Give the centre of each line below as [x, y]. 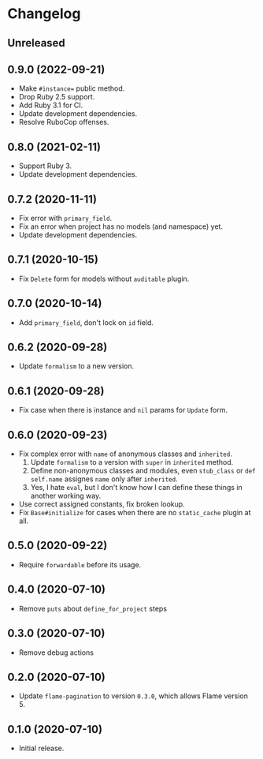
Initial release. [41, 748]
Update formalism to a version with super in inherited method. [132, 462]
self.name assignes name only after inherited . [104, 479]
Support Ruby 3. [45, 166]
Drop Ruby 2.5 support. [57, 97]
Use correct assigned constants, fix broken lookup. [102, 504]
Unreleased [37, 43]
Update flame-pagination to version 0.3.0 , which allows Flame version [133, 696]
